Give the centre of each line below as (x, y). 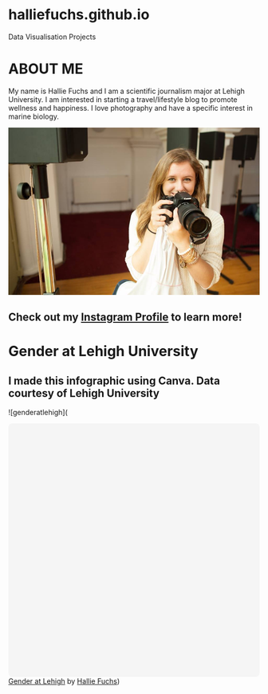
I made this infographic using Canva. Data (114, 380)
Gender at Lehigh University (103, 351)
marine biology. (34, 116)
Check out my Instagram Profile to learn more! (125, 318)
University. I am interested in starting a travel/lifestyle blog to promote (123, 99)
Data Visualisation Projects (52, 37)
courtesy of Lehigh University (84, 393)
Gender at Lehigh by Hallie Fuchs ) (64, 681)
